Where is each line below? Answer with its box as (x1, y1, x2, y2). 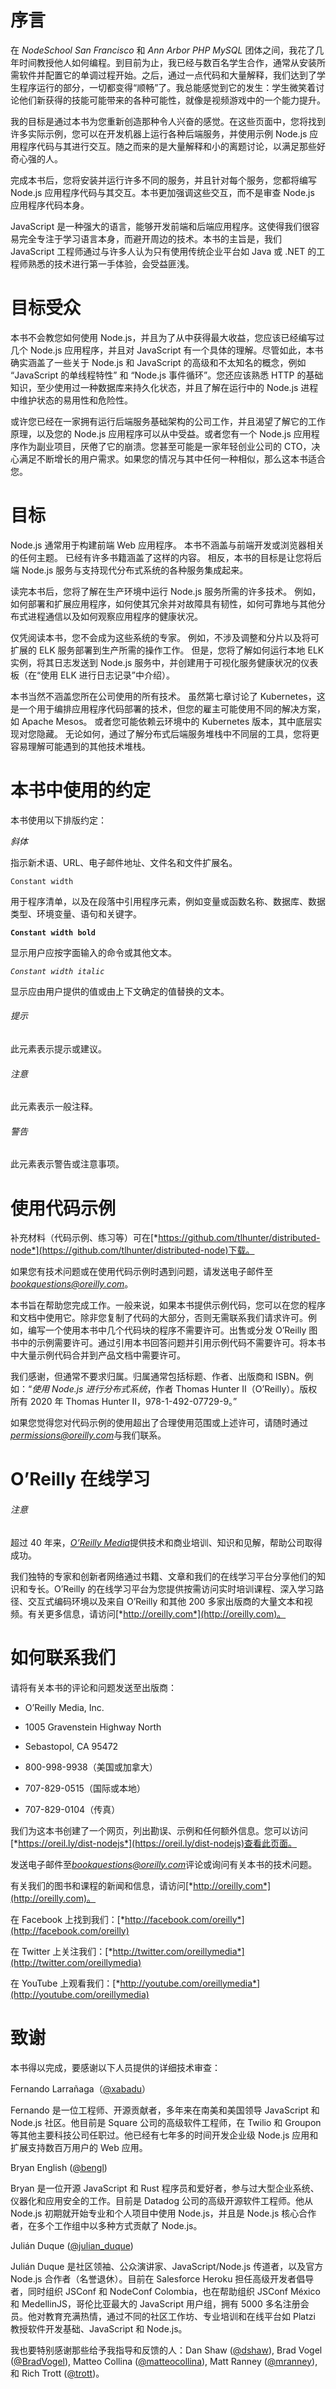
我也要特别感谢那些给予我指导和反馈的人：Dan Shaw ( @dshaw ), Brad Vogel (10, 2344, 323, 2356)
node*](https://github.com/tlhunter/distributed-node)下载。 (10, 1244, 255, 1256)
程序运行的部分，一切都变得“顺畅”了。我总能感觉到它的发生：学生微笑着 (18, 81, 317, 93)
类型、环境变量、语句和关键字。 (10, 907, 142, 920)
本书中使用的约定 (10, 779, 152, 801)
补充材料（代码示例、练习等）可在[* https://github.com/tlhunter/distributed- (10, 1232, 321, 1244)
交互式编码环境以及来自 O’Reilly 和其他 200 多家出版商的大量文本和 (27, 1595, 305, 1607)
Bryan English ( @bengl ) (10, 2161, 108, 2173)
